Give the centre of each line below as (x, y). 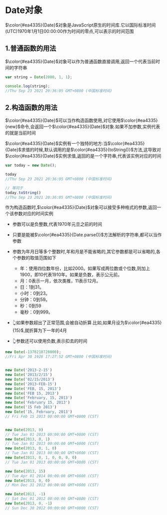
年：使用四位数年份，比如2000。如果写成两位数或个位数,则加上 (85, 268)
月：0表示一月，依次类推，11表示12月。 (60, 281)
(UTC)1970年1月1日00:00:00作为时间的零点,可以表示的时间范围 (70, 31)
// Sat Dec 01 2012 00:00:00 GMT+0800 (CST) (52, 499)
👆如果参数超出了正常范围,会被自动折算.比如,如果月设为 (69, 323)
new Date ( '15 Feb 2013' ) (31, 407)
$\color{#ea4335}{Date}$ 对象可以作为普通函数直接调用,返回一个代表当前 (81, 61)
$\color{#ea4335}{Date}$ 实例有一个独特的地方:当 (57, 144)
